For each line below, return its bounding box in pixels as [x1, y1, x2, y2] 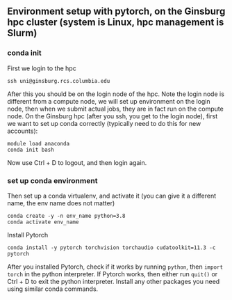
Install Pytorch [7, 230, 49, 239]
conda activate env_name [7, 219, 79, 226]
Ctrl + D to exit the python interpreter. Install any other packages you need [7, 277, 220, 285]
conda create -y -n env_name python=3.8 [7, 212, 126, 219]
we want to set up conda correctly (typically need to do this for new [7, 119, 201, 127]
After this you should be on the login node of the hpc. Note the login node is [7, 90, 224, 98]
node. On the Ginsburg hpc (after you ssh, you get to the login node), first [7, 111, 217, 120]
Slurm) [7, 27, 38, 39]
